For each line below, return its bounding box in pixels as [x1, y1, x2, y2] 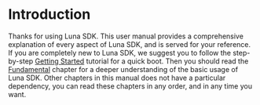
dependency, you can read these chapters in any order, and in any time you [8, 81, 253, 91]
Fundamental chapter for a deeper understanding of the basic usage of [8, 64, 238, 74]
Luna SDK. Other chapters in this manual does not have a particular [8, 73, 226, 82]
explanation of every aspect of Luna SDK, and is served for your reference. [8, 39, 251, 49]
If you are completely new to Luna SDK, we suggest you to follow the [8, 48, 232, 57]
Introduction [8, 5, 91, 24]
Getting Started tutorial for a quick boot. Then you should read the [35, 56, 249, 66]
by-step [8, 56, 34, 66]
